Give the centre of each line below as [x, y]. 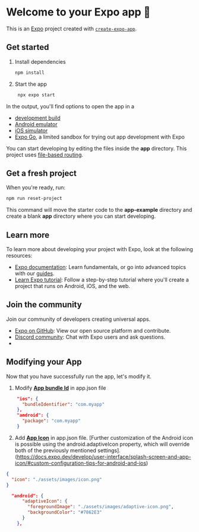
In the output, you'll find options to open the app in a [70, 106]
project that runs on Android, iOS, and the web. [72, 286]
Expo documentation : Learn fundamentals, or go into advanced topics [100, 267]
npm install [29, 73]
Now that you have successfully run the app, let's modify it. [79, 376]
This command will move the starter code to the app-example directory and [99, 210]
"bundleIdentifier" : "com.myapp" [63, 404]
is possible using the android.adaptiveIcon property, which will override [102, 444]
